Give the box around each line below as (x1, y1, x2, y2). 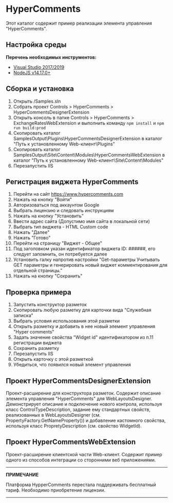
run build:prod (13, 125, 46, 131)
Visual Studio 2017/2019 (13, 64, 65, 70)
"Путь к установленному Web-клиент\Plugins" (13, 141, 115, 147)
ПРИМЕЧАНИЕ (6, 471, 39, 478)
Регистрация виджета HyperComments (6, 177, 139, 186)
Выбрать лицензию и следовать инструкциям (13, 208, 114, 214)
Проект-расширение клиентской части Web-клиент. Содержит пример (6, 451, 162, 457)
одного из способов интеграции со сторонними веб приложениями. (6, 457, 156, 463)
